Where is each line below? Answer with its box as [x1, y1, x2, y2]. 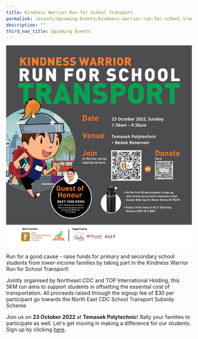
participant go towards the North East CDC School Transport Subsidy [6, 296, 174, 303]
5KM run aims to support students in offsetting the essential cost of [6, 283, 170, 291]
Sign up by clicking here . [6, 326, 67, 333]
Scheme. [6, 302, 28, 309]
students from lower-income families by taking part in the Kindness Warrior [6, 259, 189, 266]
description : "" [6, 22, 46, 28]
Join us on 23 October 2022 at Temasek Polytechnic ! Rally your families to [6, 314, 190, 321]
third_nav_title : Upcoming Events [6, 28, 91, 34]
